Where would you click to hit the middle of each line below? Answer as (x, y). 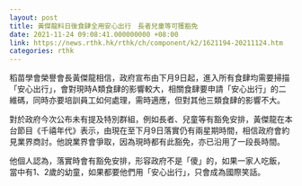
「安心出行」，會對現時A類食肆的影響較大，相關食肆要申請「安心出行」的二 (148, 89)
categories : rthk (42, 51)
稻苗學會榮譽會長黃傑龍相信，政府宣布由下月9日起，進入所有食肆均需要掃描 (150, 78)
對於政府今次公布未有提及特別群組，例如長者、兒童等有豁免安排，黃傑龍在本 (151, 120)
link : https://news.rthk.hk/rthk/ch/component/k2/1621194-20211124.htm (146, 43)
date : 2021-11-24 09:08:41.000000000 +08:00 (94, 34)
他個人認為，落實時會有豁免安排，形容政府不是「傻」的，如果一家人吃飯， (147, 161)
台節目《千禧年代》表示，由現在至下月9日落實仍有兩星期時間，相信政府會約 (150, 130)
